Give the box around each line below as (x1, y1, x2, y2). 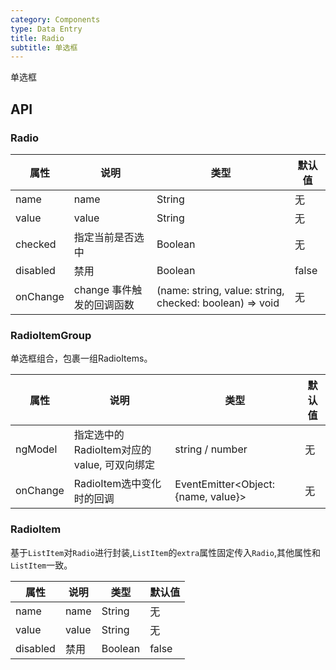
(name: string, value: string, (156, 283, 285, 297)
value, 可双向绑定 (73, 458, 155, 472)
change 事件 (73, 282, 133, 296)
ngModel (15, 442, 58, 456)
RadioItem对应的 (73, 443, 152, 457)
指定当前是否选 (73, 230, 145, 244)
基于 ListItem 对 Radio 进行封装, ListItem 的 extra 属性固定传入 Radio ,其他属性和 (10, 546, 322, 558)
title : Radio (10, 33, 65, 43)
